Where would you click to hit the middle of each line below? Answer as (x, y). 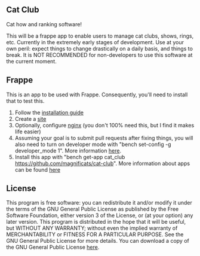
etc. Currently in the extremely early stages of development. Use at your (95, 42)
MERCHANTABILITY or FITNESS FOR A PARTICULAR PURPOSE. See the (95, 234)
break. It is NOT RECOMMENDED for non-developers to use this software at (99, 55)
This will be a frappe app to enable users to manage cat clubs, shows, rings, (100, 36)
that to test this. (25, 100)
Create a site (30, 118)
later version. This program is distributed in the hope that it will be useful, (96, 222)
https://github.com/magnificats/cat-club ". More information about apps (102, 163)
